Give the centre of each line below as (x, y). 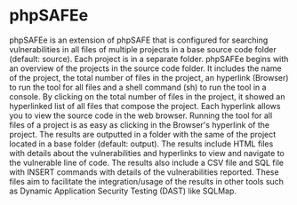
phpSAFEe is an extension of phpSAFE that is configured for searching (139, 40)
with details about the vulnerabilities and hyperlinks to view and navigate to (147, 153)
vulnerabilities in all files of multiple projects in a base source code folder (143, 49)
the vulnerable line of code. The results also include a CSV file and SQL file (147, 162)
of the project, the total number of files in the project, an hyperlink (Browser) (149, 77)
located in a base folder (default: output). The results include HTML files (141, 144)
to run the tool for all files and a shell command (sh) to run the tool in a (138, 87)
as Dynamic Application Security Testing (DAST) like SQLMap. (123, 191)
